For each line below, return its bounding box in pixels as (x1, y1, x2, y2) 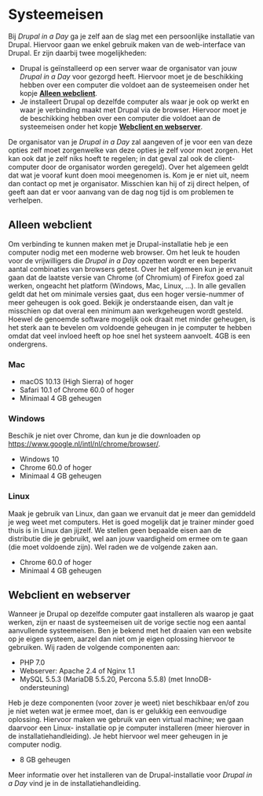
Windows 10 (19, 454, 60, 464)
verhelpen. (8, 195, 43, 205)
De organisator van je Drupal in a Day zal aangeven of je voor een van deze (8, 137, 253, 146)
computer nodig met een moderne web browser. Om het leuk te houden (8, 248, 241, 257)
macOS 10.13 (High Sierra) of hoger (19, 377, 133, 387)
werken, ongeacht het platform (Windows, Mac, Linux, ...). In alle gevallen (8, 281, 246, 290)
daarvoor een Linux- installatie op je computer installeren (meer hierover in (8, 723, 250, 732)
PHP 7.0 (19, 658, 46, 667)
